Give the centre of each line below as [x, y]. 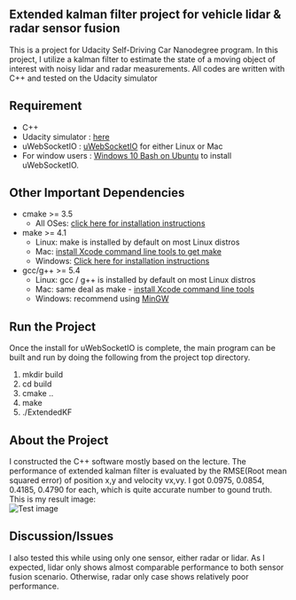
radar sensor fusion [65, 29]
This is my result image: [52, 499]
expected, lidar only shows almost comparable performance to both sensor [147, 567]
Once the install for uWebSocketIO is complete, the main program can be [143, 348]
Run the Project [52, 327]
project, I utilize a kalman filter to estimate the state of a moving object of [143, 59]
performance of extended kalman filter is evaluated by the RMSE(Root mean [148, 471]
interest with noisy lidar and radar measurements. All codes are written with [147, 68]
